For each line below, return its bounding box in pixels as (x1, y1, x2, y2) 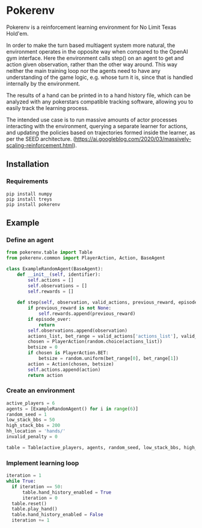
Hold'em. (6, 30, 29, 37)
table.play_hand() (11, 506, 58, 512)
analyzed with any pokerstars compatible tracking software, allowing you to (6, 98, 194, 105)
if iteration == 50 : (11, 483, 63, 489)
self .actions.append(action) (28, 367, 101, 373)
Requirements (6, 177, 49, 185)
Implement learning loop (6, 459, 79, 467)
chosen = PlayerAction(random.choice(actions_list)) (28, 338, 163, 345)
